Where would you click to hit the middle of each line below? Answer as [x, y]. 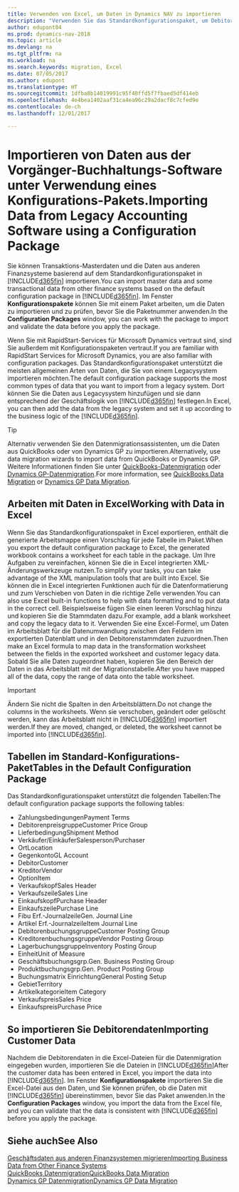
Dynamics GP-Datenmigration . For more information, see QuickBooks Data [116, 474]
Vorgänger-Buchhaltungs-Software [115, 170]
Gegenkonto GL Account [53, 855]
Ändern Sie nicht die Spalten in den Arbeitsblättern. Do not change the [110, 704]
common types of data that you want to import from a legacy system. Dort [116, 385]
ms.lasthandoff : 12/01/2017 [49, 113]
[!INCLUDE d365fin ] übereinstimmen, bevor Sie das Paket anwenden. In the [116, 1096]
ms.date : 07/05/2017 [38, 73]
